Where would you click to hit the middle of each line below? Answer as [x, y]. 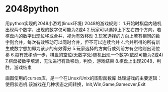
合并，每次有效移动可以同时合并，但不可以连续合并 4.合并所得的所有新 [87, 42]
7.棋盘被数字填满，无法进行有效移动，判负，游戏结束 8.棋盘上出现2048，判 [83, 61]
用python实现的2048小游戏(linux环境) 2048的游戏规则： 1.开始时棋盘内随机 [83, 23]
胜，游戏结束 [18, 67]
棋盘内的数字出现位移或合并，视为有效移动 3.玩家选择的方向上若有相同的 [80, 36]
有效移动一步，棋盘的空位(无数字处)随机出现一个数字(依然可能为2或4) [91, 55]
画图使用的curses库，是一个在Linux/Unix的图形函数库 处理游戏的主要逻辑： [83, 78]
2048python [32, 9]
